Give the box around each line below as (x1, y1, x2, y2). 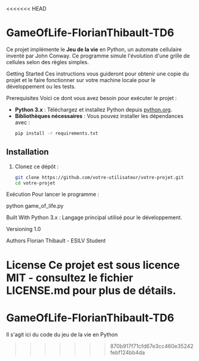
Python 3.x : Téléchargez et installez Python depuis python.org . (14, 106, 172, 113)
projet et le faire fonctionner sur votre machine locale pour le (6, 76, 156, 83)
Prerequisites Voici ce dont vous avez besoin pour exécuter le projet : (6, 94, 177, 101)
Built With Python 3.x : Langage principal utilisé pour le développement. (6, 214, 182, 221)
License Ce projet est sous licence (6, 258, 180, 272)
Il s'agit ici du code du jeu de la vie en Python (6, 330, 118, 338)
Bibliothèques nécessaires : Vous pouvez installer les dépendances (14, 112, 183, 119)
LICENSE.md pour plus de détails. (6, 284, 176, 297)
